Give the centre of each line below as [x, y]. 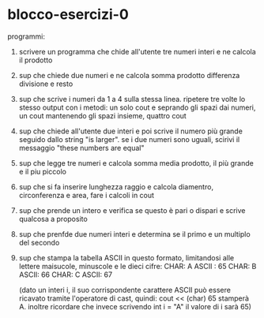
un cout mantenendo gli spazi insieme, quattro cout [102, 115]
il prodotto [36, 60]
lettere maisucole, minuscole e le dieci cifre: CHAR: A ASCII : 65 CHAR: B [138, 266]
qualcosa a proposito [53, 219]
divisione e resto [46, 84]
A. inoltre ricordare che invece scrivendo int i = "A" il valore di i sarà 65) [135, 306]
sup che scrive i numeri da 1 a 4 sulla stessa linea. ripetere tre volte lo [132, 99]
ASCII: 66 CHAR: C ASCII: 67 [65, 275]
